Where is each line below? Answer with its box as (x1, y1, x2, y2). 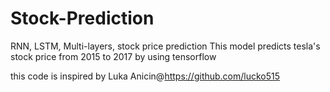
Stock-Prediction (10, 7, 155, 30)
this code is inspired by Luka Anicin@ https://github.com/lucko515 (10, 70, 281, 82)
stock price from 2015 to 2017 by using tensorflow (10, 50, 217, 62)
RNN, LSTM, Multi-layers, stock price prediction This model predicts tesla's (10, 40, 321, 52)
